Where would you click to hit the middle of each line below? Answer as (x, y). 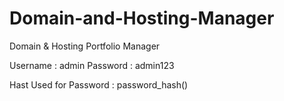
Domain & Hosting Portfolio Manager (85, 46)
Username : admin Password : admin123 (92, 65)
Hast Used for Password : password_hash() (99, 84)
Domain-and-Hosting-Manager (142, 18)
